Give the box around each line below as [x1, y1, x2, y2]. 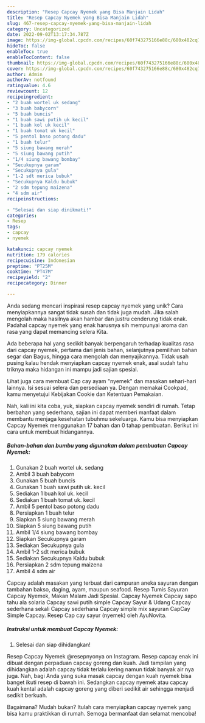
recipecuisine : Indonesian [7, 257, 75, 264]
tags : [7, 224, 21, 230]
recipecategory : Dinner [7, 280, 68, 286]
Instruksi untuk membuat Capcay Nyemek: [7, 626, 119, 633]
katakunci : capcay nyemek [7, 246, 72, 252]
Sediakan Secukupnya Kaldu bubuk [15, 554, 105, 562]
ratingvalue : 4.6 [7, 83, 51, 89]
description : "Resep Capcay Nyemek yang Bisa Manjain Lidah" [7, 9, 165, 15]
